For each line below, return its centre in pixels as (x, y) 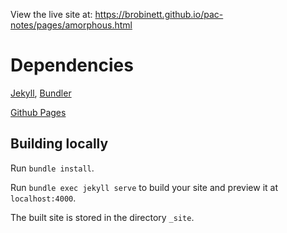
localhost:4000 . (43, 198)
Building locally (59, 144)
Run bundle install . (52, 168)
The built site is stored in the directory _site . (102, 217)
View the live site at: (51, 14)
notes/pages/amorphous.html (71, 25)
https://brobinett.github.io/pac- (159, 14)
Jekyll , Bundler (41, 93)
